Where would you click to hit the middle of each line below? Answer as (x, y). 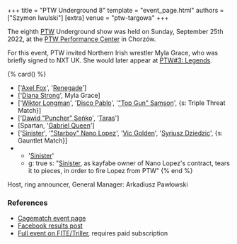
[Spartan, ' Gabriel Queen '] (56, 126)
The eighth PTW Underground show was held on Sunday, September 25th (115, 32)
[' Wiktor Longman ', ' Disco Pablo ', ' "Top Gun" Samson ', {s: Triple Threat (121, 103)
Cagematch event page (52, 218)
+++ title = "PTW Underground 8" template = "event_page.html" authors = (116, 10)
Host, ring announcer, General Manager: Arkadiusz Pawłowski (98, 184)
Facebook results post (50, 226)
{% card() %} (27, 74)
